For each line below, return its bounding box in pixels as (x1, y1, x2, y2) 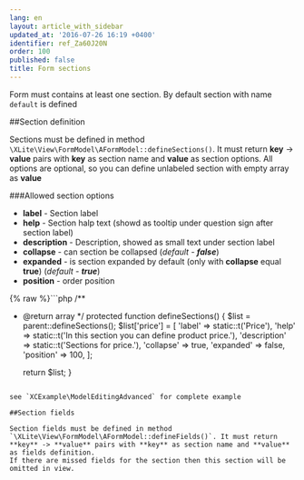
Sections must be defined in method (9, 134, 145, 145)
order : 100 (9, 47, 51, 56)
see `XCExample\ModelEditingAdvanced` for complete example (9, 392, 242, 401)
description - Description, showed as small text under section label (22, 236, 275, 247)
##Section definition (9, 115, 86, 127)
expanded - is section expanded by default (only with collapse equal (22, 255, 281, 266)
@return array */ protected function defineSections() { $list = (22, 310, 251, 321)
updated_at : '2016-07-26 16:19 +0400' (9, 30, 156, 39)
